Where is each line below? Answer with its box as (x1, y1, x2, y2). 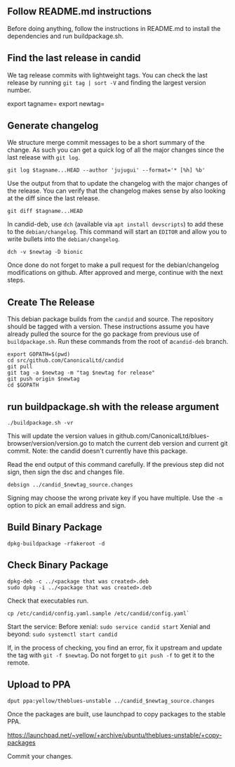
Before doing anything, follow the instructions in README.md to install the (7, 24, 221, 32)
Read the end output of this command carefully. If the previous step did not (7, 460, 224, 469)
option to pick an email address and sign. (7, 501, 126, 510)
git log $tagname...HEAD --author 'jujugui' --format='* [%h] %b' (7, 167, 206, 174)
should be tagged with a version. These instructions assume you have (7, 323, 210, 331)
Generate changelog (7, 120, 99, 132)
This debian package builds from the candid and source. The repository (7, 315, 214, 323)
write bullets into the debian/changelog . (7, 235, 121, 243)
